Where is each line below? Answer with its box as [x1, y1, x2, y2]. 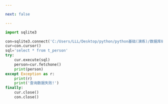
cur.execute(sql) [14, 57, 50, 62]
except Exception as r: [5, 71, 55, 76]
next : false [5, 11, 30, 16]
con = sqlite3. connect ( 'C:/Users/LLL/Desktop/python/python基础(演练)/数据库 [5, 38, 161, 44]
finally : [5, 85, 23, 90]
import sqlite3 [5, 29, 37, 35]
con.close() [14, 94, 39, 99]
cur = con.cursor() [5, 43, 41, 48]
